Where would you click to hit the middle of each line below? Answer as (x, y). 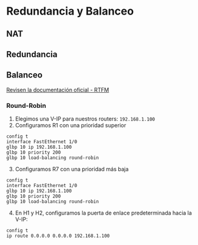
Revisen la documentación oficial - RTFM (58, 90)
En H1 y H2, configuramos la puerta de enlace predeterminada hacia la (104, 213)
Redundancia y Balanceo (70, 11)
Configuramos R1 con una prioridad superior (70, 126)
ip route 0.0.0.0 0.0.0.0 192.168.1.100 (58, 236)
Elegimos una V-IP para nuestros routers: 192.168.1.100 (85, 119)
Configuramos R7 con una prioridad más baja (72, 169)
